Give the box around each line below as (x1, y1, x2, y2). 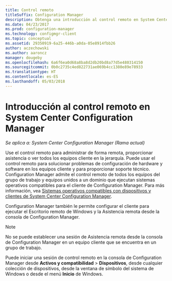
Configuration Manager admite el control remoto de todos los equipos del (5, 171, 160, 177)
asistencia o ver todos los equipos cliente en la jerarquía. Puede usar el (5, 155, 155, 161)
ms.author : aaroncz (5, 50, 47, 55)
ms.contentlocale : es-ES (5, 74, 58, 79)
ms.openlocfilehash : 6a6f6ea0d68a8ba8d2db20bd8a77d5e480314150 (5, 60, 143, 65)
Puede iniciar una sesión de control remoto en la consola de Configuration (5, 254, 162, 261)
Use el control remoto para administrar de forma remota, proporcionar (5, 149, 153, 156)
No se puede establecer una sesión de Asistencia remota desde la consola (5, 233, 163, 240)
